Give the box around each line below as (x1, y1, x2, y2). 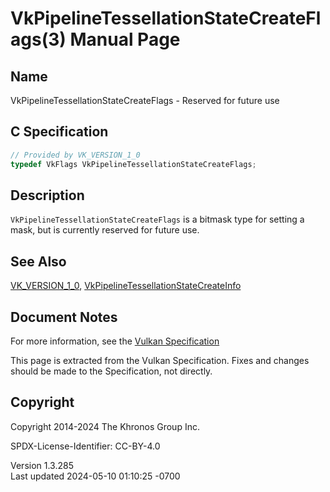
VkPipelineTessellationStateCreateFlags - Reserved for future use (10, 95, 280, 106)
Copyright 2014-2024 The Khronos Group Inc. (10, 420, 200, 432)
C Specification (10, 123, 109, 141)
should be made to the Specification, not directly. (10, 365, 213, 377)
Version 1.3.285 (10, 459, 74, 471)
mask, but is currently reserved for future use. (10, 224, 200, 236)
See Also (10, 253, 67, 270)
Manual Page (69, 28, 181, 51)
